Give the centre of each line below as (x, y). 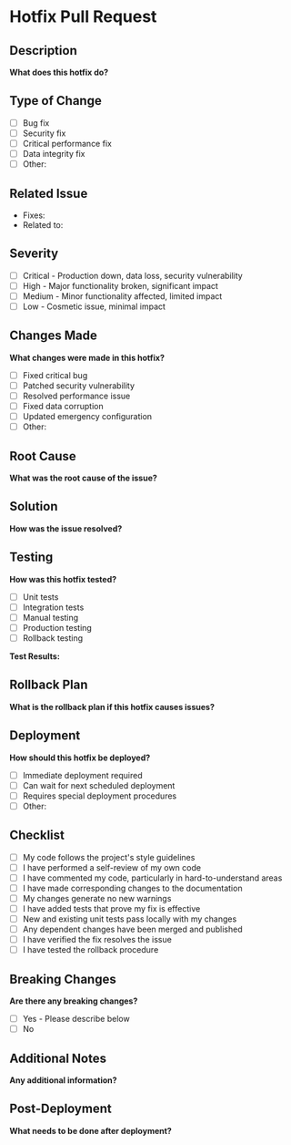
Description (43, 51)
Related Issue (49, 193)
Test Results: (35, 656)
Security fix (44, 133)
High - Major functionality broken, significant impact (120, 285)
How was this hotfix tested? (63, 579)
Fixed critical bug (55, 375)
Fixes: (34, 215)
